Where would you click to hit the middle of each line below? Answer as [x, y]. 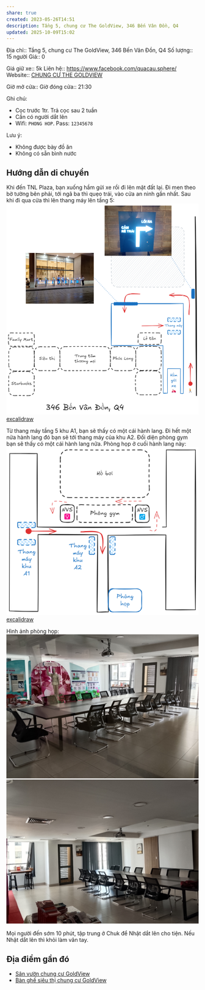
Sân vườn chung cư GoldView [52, 974]
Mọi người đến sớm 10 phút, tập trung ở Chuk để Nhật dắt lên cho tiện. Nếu [101, 933]
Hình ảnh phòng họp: [33, 632]
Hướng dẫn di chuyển [48, 173]
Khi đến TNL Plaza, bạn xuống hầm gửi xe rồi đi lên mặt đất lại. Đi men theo [101, 187]
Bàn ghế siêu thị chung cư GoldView [61, 980]
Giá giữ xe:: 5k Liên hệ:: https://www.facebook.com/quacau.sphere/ [92, 69]
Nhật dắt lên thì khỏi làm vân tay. [47, 940]
